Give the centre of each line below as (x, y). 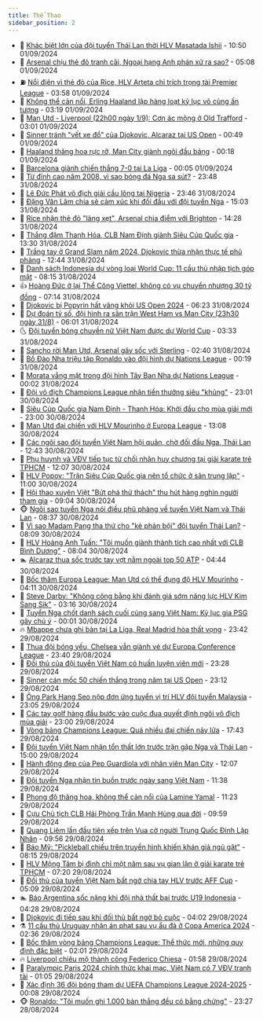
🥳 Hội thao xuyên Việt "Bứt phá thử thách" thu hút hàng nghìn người (129, 492)
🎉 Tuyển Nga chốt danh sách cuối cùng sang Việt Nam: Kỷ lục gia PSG (133, 612)
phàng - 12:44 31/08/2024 (62, 259)
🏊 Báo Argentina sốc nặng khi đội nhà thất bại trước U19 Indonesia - (130, 898)
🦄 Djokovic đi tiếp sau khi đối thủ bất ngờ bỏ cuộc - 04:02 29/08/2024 (133, 917)
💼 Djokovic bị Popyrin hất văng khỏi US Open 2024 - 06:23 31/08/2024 (135, 305)
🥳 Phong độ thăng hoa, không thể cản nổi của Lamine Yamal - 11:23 (128, 797)
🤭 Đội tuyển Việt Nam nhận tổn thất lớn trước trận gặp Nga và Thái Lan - (136, 747)
